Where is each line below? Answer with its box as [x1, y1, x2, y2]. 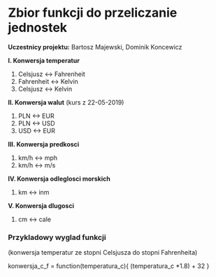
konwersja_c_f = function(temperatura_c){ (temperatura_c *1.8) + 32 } [8, 262, 210, 270]
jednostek [8, 20, 68, 36]
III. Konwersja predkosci [8, 140, 80, 148]
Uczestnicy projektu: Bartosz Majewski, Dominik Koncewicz [8, 43, 182, 51]
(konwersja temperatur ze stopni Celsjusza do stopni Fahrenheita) [8, 248, 198, 257]
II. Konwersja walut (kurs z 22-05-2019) [8, 98, 124, 106]
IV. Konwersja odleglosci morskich [8, 174, 110, 183]
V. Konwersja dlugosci [8, 201, 74, 210]
